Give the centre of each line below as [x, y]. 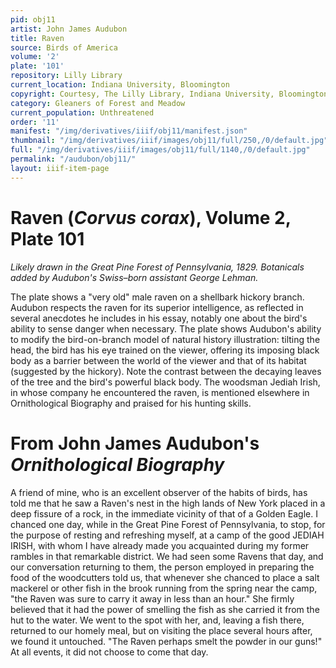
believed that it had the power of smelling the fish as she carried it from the [165, 609]
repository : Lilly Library [66, 76]
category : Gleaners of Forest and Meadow [98, 103]
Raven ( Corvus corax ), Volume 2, [151, 217]
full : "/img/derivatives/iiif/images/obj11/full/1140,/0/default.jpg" [160, 150]
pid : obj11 [33, 19]
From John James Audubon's [135, 443]
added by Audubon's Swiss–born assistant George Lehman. [134, 277]
